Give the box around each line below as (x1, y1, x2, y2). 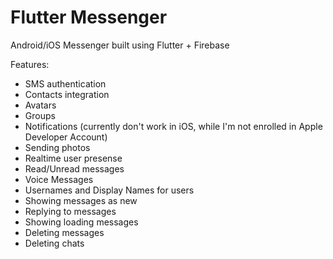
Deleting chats (24, 237, 85, 249)
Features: (10, 58, 50, 70)
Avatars (24, 99, 57, 111)
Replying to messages (24, 205, 117, 217)
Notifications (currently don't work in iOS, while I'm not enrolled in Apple (24, 120, 323, 132)
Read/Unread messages (24, 162, 125, 175)
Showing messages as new (24, 194, 138, 206)
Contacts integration (24, 88, 110, 100)
